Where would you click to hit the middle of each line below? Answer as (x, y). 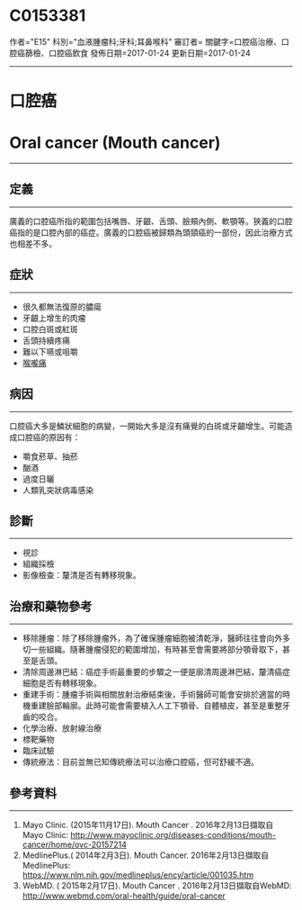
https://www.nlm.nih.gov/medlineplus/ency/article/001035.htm (138, 875)
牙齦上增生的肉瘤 (54, 318)
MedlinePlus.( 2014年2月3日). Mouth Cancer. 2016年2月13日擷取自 (146, 855)
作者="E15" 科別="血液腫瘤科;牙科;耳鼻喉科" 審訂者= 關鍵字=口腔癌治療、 (145, 41)
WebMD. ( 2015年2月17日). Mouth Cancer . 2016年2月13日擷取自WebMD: (157, 885)
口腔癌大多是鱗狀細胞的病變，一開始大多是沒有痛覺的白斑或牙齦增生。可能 (147, 426)
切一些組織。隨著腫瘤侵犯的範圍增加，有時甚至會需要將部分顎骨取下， (152, 650)
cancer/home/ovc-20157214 (75, 844)
